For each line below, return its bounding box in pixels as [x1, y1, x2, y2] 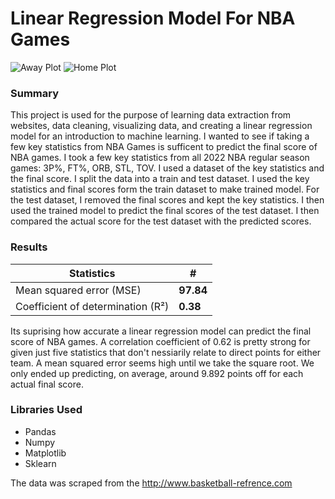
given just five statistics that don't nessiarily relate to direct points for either [10, 346, 322, 358]
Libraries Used [10, 403, 83, 417]
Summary [10, 86, 60, 100]
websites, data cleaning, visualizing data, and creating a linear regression [10, 120, 313, 132]
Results [10, 240, 48, 254]
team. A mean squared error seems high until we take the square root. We [10, 357, 315, 369]
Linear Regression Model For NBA [10, 7, 296, 30]
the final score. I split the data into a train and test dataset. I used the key [10, 173, 310, 185]
